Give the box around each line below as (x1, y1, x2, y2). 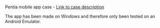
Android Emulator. (5, 19, 41, 24)
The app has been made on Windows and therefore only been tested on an (5, 14, 156, 19)
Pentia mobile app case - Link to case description (5, 4, 105, 10)
